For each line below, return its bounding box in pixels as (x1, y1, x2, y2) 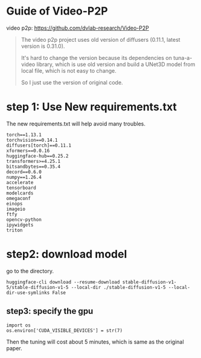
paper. (6, 344, 22, 352)
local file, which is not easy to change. (21, 67, 116, 74)
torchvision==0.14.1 (6, 137, 59, 143)
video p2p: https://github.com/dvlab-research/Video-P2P (6, 24, 149, 31)
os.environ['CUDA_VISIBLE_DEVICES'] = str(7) (6, 327, 123, 334)
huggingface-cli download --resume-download (6, 279, 120, 285)
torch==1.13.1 (6, 131, 42, 138)
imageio (6, 206, 26, 212)
